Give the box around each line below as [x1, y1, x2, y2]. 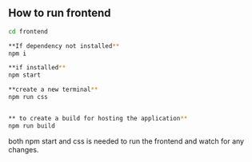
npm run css [8, 93, 48, 101]
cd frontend [8, 27, 48, 35]
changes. [8, 144, 39, 154]
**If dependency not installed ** [8, 41, 120, 50]
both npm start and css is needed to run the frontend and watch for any [8, 136, 245, 146]
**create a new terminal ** [8, 85, 98, 94]
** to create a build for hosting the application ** [8, 114, 188, 122]
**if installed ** [8, 64, 66, 72]
